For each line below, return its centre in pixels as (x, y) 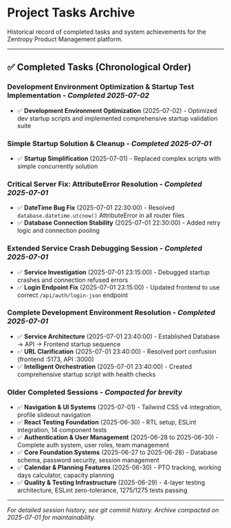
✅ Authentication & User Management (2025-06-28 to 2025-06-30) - (118, 437)
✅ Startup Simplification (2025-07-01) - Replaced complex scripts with (119, 158)
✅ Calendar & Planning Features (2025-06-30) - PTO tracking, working (119, 467)
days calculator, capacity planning (66, 475)
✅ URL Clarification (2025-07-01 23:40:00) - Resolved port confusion (117, 351)
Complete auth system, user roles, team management (93, 445)
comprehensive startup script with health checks (86, 374)
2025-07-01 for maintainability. (52, 518)
